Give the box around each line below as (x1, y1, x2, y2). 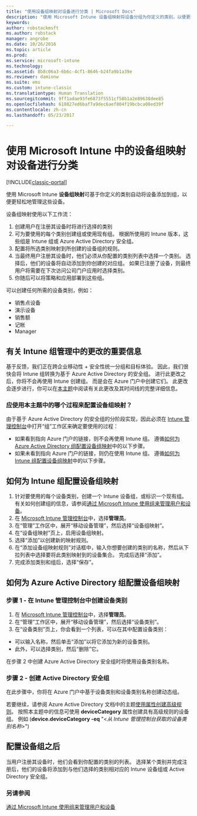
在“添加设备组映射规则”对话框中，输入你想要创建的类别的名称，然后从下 (14, 544, 189, 551)
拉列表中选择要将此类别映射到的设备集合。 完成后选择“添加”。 (14, 552, 165, 559)
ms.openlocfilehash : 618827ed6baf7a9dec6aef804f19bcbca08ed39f (6, 101, 164, 107)
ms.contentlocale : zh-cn (6, 107, 67, 113)
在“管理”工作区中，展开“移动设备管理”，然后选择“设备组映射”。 (14, 522, 167, 529)
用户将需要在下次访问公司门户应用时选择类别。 (14, 267, 128, 274)
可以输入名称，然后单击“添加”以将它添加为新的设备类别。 (14, 638, 154, 645)
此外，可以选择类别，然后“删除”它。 (14, 645, 102, 652)
